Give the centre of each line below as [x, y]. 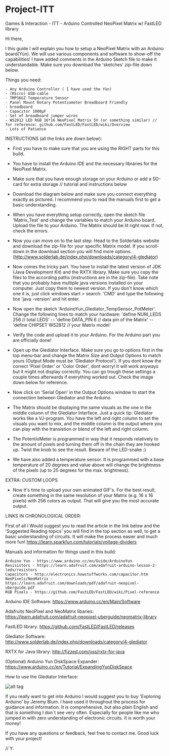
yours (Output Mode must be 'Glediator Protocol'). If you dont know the [87, 361]
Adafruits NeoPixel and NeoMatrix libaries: [50, 611]
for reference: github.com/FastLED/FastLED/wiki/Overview [68, 125]
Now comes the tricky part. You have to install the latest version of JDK [87, 266]
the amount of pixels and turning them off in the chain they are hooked [86, 444]
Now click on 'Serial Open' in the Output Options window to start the [84, 392]
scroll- [152, 246]
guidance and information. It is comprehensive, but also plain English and [81, 707]
